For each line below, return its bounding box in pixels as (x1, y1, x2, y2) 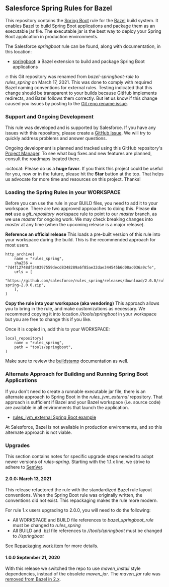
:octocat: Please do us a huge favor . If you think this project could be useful (5, 166, 163, 172)
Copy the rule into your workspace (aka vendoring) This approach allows (5, 300, 159, 306)
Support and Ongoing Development (5, 113, 94, 120)
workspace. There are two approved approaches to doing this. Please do (5, 206, 157, 212)
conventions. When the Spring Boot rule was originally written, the (5, 492, 142, 498)
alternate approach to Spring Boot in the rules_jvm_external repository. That (5, 394, 163, 400)
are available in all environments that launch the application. (5, 404, 129, 410)
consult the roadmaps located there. (5, 156, 80, 162)
